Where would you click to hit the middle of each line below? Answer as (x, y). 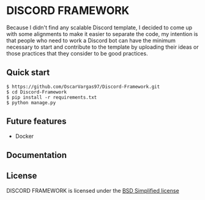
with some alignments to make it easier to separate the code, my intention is (102, 34)
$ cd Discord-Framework (37, 92)
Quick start (28, 73)
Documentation (37, 155)
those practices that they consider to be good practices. (77, 53)
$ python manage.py (31, 102)
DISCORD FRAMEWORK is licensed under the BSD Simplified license (93, 190)
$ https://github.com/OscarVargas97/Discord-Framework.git (83, 87)
